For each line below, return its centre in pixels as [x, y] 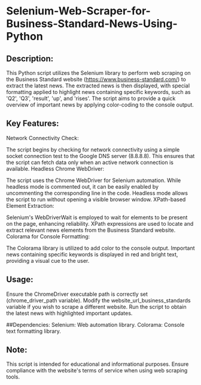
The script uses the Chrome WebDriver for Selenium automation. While [94, 180]
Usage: [20, 280]
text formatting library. [34, 331]
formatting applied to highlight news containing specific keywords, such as [98, 92]
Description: [30, 58]
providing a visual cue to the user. [48, 260]
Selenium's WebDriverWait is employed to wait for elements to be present [97, 217]
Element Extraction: [30, 205]
